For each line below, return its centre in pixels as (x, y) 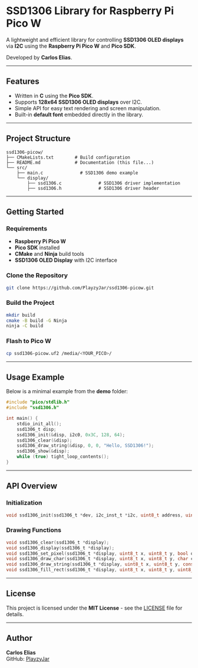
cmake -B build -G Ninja (37, 320)
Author (19, 638)
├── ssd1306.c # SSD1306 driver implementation (104, 183)
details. (15, 614)
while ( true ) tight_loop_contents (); (63, 457)
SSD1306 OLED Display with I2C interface (66, 260)
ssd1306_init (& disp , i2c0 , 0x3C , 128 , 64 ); (71, 435)
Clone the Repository (37, 275)
